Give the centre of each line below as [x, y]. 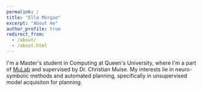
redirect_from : [25, 34]
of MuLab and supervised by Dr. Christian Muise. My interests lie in [90, 69]
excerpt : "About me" [32, 23]
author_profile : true [34, 29]
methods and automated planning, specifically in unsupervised [109, 76]
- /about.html [29, 46]
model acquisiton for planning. [44, 82]
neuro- [183, 69]
